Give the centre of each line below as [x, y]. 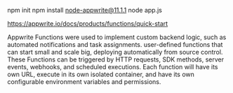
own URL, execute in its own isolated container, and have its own [101, 74]
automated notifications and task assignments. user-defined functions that [115, 44]
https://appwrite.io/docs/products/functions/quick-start [88, 23]
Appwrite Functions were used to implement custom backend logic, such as [117, 37]
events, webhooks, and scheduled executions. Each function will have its [113, 67]
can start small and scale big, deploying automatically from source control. [115, 52]
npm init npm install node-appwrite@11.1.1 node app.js [85, 10]
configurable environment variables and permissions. [84, 82]
